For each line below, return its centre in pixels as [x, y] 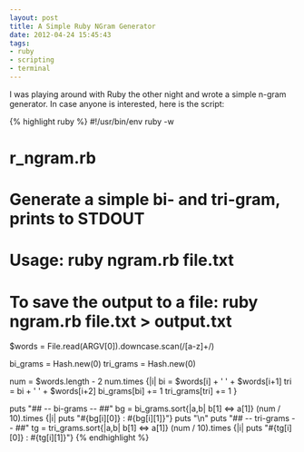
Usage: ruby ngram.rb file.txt [122, 260]
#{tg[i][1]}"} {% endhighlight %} [90, 437]
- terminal [30, 69]
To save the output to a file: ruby [134, 302]
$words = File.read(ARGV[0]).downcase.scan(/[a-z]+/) [112, 347]
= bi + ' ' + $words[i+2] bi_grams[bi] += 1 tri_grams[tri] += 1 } [123, 391]
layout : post [34, 18]
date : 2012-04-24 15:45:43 [60, 34]
